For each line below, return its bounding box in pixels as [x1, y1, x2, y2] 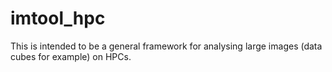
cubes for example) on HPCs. [10, 50, 132, 62]
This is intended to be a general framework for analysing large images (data [10, 40, 323, 52]
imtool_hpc [10, 7, 106, 30]
